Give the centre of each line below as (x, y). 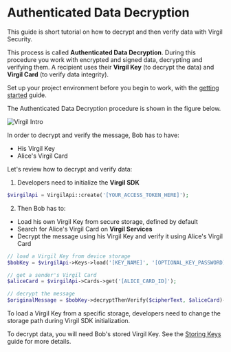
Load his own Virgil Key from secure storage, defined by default (107, 221)
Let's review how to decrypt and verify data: (70, 169)
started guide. (27, 95)
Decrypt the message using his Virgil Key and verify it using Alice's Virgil (120, 236)
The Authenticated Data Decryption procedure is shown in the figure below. (114, 108)
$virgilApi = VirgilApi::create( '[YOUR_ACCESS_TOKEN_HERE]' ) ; (98, 195)
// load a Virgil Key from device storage (69, 256)
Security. (20, 39)
